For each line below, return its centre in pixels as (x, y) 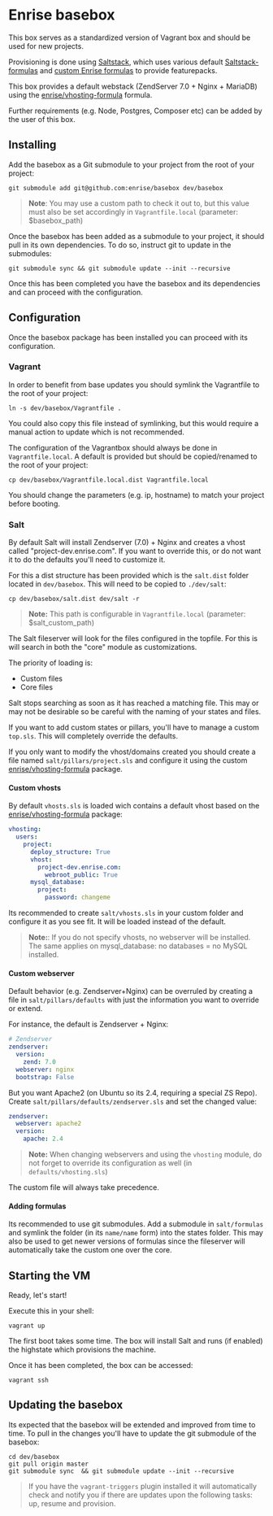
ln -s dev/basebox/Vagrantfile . (65, 408)
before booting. (35, 503)
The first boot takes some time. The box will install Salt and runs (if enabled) (136, 1341)
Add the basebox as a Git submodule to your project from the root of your (132, 164)
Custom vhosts (35, 787)
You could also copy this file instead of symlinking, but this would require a (134, 423)
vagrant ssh (28, 1380)
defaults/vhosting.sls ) (68, 1172)
